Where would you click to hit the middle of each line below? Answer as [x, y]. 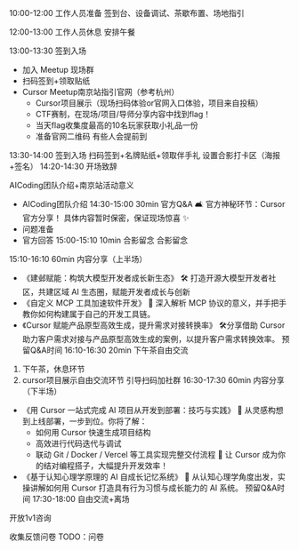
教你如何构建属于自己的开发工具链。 [89, 314]
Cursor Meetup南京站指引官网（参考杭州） [101, 92]
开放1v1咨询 [30, 518]
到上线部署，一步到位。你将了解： [85, 421]
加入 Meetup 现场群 [58, 70]
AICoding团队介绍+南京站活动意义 [72, 185]
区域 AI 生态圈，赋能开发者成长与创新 [122, 292]
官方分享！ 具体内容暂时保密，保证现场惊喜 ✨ [105, 218]
